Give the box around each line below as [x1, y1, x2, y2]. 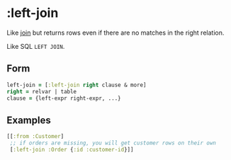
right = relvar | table [6, 88, 77, 95]
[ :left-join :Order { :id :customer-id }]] [9, 146, 134, 153]
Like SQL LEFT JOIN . [6, 42, 65, 50]
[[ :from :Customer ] [6, 133, 64, 140]
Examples [6, 114, 51, 126]
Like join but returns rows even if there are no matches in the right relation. [6, 28, 225, 37]
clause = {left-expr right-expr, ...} [6, 94, 121, 102]
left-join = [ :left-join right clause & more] [6, 81, 147, 88]
